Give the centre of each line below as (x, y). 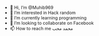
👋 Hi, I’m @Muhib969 (32, 8)
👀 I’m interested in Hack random (43, 13)
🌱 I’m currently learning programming (48, 18)
